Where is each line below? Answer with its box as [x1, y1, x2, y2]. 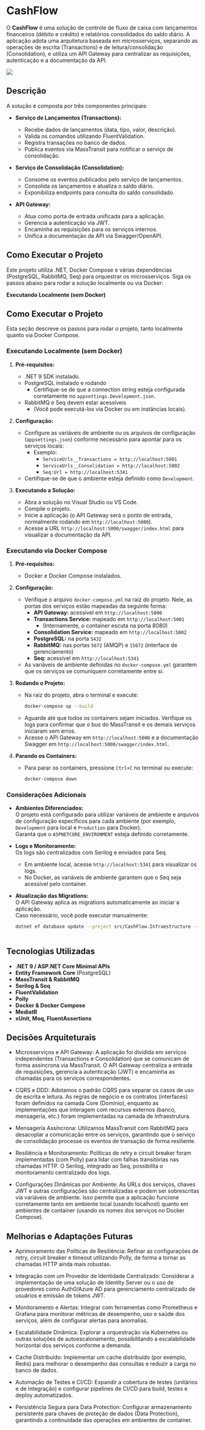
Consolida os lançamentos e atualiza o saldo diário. [24, 182, 154, 189]
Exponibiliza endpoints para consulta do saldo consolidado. [24, 188, 175, 196]
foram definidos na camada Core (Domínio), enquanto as [15, 1099, 159, 1107]
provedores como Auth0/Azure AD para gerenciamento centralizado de [15, 1285, 196, 1293]
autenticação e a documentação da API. [6, 56, 107, 64]
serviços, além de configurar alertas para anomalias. [15, 1317, 148, 1325]
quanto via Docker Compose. [6, 332, 80, 339]
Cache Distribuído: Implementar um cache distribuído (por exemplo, [15, 1353, 187, 1361]
